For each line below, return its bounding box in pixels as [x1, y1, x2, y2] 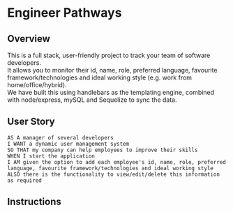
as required [7, 176, 42, 184]
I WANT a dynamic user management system [7, 140, 130, 147]
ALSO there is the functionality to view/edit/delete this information [7, 171, 220, 178]
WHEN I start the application [7, 152, 96, 160]
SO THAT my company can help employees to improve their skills [7, 146, 198, 153]
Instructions [7, 196, 61, 208]
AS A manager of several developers [7, 134, 114, 141]
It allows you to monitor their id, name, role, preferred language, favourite [7, 66, 218, 74]
